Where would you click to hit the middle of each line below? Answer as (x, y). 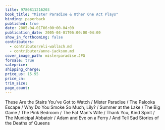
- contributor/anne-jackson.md (42, 51)
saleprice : (16, 65)
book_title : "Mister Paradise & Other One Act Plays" (62, 14)
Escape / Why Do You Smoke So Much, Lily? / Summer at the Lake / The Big (83, 107)
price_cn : (15, 79)
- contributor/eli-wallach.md (41, 46)
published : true (22, 23)
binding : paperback (25, 19)
